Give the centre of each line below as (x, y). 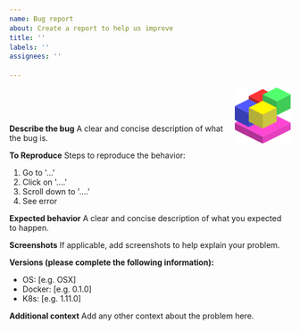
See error (40, 201)
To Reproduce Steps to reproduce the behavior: (97, 155)
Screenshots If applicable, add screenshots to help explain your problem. (145, 245)
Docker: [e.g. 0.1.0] (57, 289)
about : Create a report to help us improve (92, 28)
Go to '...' (38, 173)
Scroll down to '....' (56, 191)
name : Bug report (42, 19)
